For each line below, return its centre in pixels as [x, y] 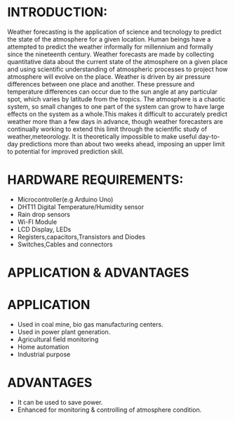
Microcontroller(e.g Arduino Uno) [65, 199]
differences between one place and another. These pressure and [101, 84]
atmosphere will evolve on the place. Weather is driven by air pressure [109, 76]
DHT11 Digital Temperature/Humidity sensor [81, 207]
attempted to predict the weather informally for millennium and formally [110, 46]
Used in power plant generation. [64, 332]
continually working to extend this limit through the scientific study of [107, 129]
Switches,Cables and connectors [65, 244]
